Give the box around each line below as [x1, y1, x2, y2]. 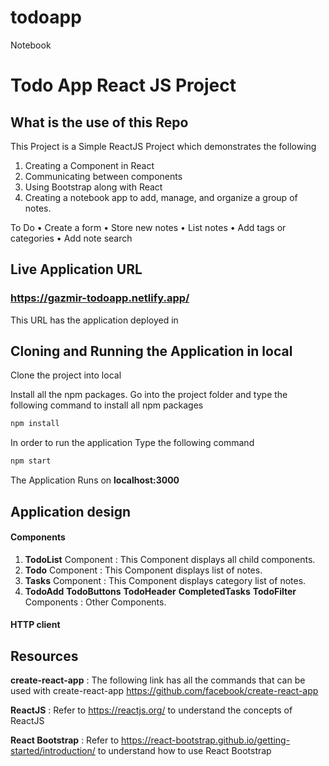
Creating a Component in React [24, 159, 155, 171]
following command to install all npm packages [10, 399, 204, 411]
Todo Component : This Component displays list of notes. [24, 564, 263, 576]
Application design [10, 503, 132, 520]
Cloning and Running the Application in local [10, 343, 293, 360]
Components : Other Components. [24, 596, 167, 608]
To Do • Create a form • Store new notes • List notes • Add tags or [10, 221, 287, 233]
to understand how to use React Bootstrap [97, 745, 272, 757]
